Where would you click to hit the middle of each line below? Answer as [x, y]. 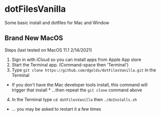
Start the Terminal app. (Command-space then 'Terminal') [70, 64]
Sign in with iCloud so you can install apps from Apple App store [76, 59]
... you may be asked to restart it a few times [56, 109]
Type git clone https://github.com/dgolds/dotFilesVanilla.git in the [84, 70]
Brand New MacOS [34, 38]
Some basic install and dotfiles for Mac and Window [57, 23]
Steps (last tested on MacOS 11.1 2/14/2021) [48, 50]
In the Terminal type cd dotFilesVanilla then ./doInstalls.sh [74, 99]
